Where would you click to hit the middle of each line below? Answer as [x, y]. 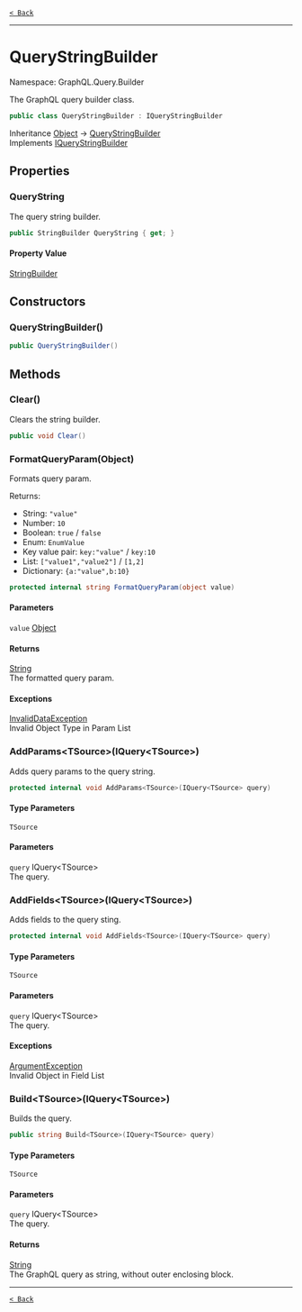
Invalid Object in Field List [57, 1075]
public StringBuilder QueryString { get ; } [92, 233]
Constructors [48, 301]
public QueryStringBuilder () [64, 346]
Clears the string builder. [55, 419]
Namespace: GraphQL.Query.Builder [77, 82]
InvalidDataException [49, 719]
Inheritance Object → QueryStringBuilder [85, 133]
